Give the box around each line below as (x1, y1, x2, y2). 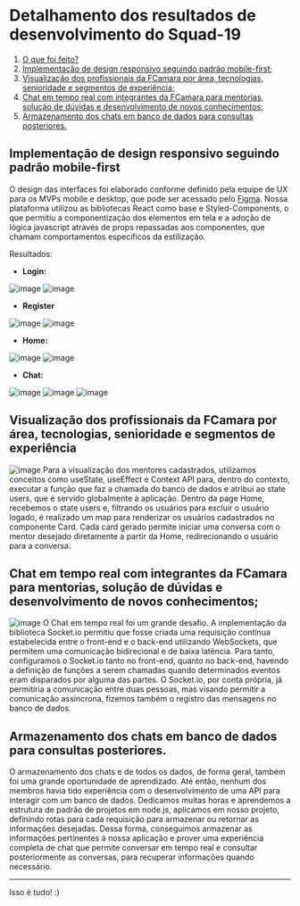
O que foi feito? (21, 54, 79, 64)
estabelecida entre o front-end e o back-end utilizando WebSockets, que (9, 636, 278, 647)
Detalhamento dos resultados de (9, 5, 257, 26)
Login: (21, 265, 47, 277)
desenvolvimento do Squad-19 (9, 24, 241, 45)
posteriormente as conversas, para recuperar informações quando (9, 852, 254, 862)
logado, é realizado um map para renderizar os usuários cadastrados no (9, 511, 275, 522)
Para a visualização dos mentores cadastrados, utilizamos (43, 464, 257, 475)
